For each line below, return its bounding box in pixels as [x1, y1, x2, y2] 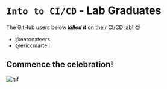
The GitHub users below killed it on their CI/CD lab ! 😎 [6, 24, 140, 31]
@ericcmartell [14, 42, 50, 49]
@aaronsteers [14, 35, 50, 42]
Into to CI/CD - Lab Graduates [6, 4, 162, 18]
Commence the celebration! [6, 59, 113, 70]
